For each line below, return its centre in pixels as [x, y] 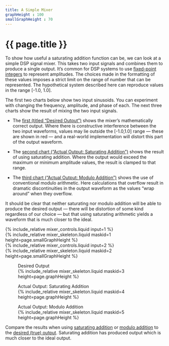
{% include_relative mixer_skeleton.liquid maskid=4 [71, 292]
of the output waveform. [38, 142]
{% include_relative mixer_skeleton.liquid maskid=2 [59, 251]
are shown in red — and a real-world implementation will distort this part [88, 137]
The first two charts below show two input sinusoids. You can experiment [81, 100]
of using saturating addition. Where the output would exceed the [79, 157]
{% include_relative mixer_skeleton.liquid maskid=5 [71, 312]
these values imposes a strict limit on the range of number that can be [78, 80]
